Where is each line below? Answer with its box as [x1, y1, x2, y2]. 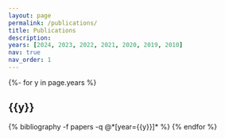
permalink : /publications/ [8, 19, 98, 27]
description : [8, 33, 52, 42]
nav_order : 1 [8, 56, 52, 64]
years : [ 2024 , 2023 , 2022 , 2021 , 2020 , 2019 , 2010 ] [8, 41, 184, 49]
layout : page [8, 11, 52, 20]
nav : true [8, 48, 41, 56]
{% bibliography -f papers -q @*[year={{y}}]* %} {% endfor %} [8, 122, 218, 131]
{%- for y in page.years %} [8, 77, 97, 87]
